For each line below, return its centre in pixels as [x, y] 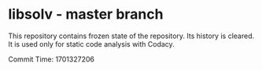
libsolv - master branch [86, 14]
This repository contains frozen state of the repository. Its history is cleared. [131, 36]
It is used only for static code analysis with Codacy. [91, 44]
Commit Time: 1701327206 [51, 59]
